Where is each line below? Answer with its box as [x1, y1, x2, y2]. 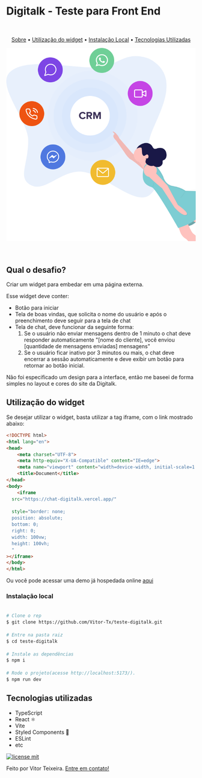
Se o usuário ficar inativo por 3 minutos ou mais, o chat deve [23, 349, 174, 357]
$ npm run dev [6, 677, 42, 683]
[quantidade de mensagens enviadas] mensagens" [23, 343, 150, 350]
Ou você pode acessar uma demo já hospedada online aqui [6, 577, 153, 584]
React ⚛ [14, 715, 36, 722]
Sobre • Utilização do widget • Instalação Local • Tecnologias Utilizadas [11, 36, 191, 43]
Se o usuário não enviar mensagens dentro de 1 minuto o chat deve [23, 330, 191, 337]
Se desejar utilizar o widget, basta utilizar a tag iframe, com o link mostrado [6, 413, 194, 421]
